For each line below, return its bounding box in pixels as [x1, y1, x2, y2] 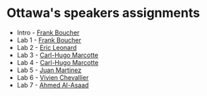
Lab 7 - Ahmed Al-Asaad [16, 80, 89, 89]
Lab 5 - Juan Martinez [16, 66, 82, 74]
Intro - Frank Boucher [16, 28, 80, 37]
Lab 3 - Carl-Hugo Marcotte [16, 51, 99, 59]
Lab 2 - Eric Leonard [16, 43, 77, 52]
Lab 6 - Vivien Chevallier [16, 73, 89, 82]
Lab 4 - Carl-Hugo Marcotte [16, 58, 99, 66]
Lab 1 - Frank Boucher [16, 35, 82, 44]
